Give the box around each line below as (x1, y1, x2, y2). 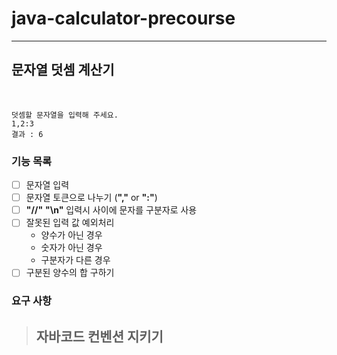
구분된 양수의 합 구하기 (25, 267, 115, 279)
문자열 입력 (25, 179, 70, 191)
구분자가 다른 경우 (40, 254, 111, 266)
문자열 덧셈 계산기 (11, 62, 115, 79)
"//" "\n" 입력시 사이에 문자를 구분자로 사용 (25, 204, 198, 216)
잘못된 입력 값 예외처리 (25, 217, 115, 229)
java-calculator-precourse (11, 7, 236, 30)
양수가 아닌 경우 (40, 229, 103, 241)
